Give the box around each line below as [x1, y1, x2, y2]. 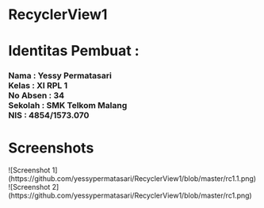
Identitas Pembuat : [8, 42, 140, 60]
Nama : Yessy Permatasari [8, 70, 113, 81]
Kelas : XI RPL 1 [8, 80, 68, 91]
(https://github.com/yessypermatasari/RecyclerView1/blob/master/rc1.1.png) [8, 174, 256, 183]
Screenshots [8, 139, 94, 157]
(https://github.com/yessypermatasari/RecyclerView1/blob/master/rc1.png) [8, 191, 252, 200]
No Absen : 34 [8, 90, 65, 101]
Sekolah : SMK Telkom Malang [8, 100, 128, 111]
